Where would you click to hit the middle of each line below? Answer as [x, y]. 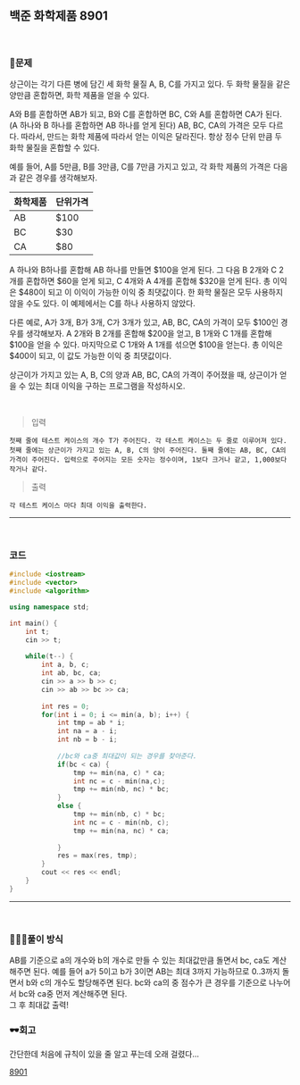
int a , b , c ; [66, 665]
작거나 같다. [29, 470]
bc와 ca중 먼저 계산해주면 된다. [73, 994]
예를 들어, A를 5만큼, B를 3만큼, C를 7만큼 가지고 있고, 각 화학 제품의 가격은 [141, 167]
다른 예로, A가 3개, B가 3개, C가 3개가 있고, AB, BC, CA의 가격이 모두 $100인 [144, 322]
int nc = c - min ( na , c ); [119, 781]
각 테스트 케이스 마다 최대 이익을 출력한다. [79, 506]
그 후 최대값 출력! [39, 1005]
